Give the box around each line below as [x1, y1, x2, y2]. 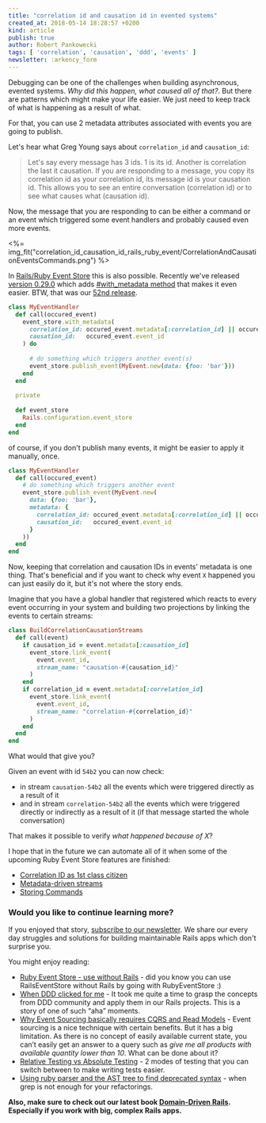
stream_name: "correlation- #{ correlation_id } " [36, 707, 193, 715]
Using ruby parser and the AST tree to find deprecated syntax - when [19, 1074, 247, 1083]
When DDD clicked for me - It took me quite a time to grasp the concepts [19, 989, 258, 999]
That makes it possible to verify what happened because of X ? [8, 831, 214, 841]
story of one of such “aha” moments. [19, 1006, 141, 1016]
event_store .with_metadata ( [22, 318, 115, 326]
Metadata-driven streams [19, 879, 103, 888]
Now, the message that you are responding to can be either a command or [8, 206, 251, 216]
